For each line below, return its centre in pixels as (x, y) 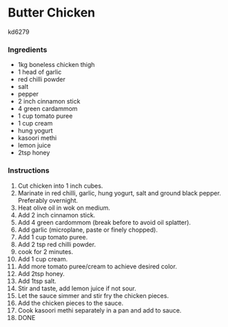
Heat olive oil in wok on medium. (64, 208)
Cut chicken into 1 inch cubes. (60, 186)
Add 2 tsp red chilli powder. (56, 244)
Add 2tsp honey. (41, 273)
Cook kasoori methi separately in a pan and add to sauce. (100, 310)
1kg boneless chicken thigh (56, 65)
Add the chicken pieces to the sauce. (70, 303)
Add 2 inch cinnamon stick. (56, 215)
